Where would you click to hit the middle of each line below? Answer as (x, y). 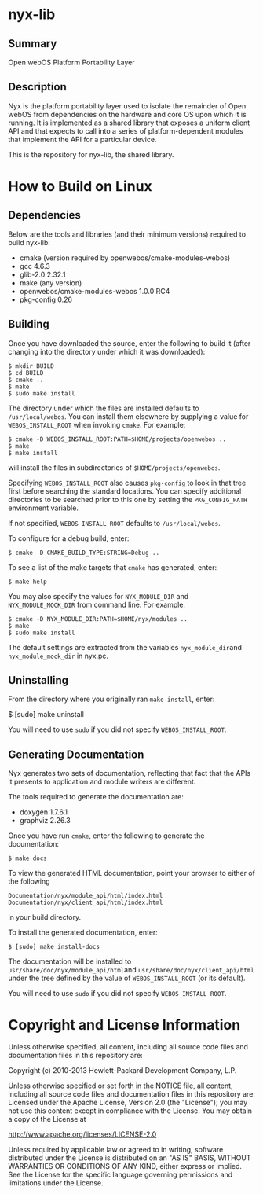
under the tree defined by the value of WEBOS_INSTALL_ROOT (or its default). (127, 978)
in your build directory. (44, 917)
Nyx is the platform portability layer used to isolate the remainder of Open (127, 106)
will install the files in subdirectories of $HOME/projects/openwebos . (114, 467)
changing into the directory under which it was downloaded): (107, 351)
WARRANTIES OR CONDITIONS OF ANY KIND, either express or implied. (125, 1166)
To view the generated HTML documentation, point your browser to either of (131, 873)
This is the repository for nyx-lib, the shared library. (91, 154)
